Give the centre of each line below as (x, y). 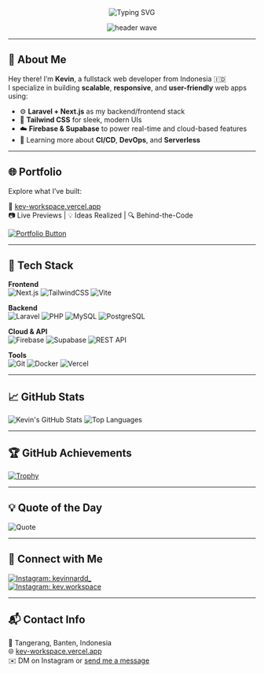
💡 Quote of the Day (55, 508)
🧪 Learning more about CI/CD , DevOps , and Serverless (110, 139)
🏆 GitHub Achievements (70, 453)
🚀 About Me (37, 59)
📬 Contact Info (47, 620)
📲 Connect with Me (56, 559)
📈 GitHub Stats (46, 397)
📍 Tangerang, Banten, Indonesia (60, 642)
